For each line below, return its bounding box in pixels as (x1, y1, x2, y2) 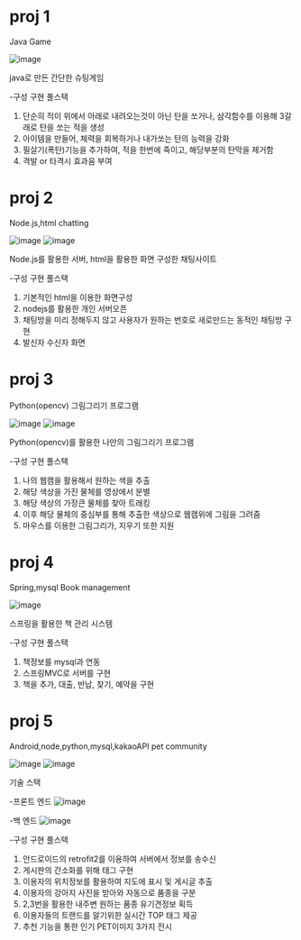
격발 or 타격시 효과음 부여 (22, 155, 113, 166)
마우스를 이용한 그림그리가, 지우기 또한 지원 (22, 520, 175, 531)
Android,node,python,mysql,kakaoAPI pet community (9, 741, 207, 752)
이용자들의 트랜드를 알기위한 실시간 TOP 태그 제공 (22, 909, 198, 920)
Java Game (9, 36, 51, 47)
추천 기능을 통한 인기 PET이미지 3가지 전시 (22, 921, 173, 932)
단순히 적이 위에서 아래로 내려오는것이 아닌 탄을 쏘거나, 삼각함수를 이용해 (22, 110, 278, 121)
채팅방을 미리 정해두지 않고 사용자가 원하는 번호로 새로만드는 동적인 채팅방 (22, 314, 283, 325)
